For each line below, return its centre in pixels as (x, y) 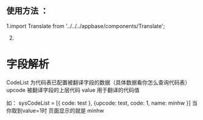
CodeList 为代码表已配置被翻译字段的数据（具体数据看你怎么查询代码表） (98, 82)
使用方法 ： (27, 11)
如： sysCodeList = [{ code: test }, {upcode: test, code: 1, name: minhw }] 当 (102, 103)
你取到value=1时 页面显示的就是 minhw (55, 110)
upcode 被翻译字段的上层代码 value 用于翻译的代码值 (73, 90)
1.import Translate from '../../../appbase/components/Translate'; (86, 26)
